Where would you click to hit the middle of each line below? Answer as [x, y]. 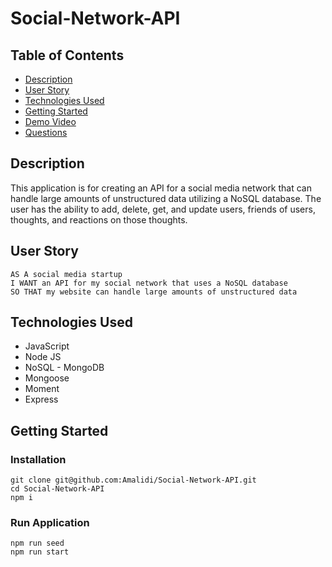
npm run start [40, 552]
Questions [46, 132]
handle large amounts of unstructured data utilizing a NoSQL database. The [166, 198]
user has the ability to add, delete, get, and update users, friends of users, [163, 209]
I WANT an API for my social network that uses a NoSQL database [149, 283]
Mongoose [47, 378]
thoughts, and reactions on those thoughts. [99, 219]
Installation [38, 459]
